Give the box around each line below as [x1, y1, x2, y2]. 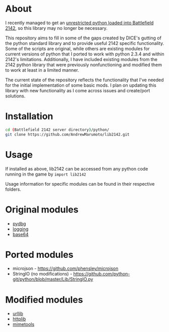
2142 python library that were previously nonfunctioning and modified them [5, 62, 162, 68]
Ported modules [5, 249, 74, 260]
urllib [12, 311, 24, 317]
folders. [5, 186, 21, 192]
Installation [5, 110, 53, 122]
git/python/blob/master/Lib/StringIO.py [12, 276, 93, 283]
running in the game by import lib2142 [5, 171, 86, 177]
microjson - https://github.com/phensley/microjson [12, 265, 119, 271]
